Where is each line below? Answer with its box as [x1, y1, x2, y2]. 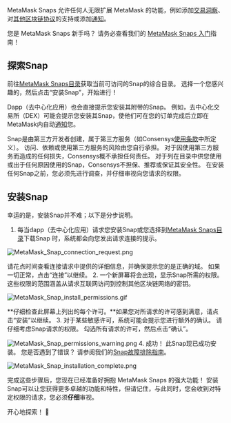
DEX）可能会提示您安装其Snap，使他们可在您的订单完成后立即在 [25, 111, 209, 119]
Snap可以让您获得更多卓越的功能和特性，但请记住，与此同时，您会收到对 [7, 384, 215, 393]
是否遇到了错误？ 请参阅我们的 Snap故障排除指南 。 [26, 347, 170, 356]
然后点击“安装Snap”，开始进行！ [25, 88, 118, 96]
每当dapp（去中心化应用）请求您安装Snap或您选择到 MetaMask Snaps [17, 225, 217, 234]
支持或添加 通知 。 [61, 14, 110, 23]
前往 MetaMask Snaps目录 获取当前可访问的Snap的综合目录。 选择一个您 [7, 79, 212, 87]
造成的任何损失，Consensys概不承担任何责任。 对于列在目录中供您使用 [19, 152, 222, 160]
